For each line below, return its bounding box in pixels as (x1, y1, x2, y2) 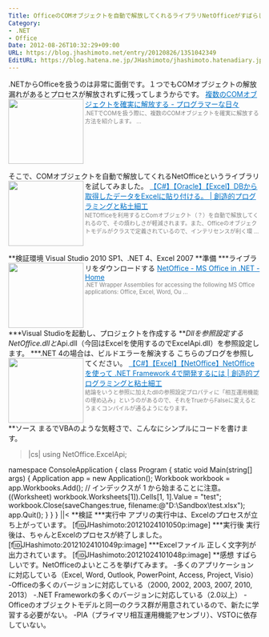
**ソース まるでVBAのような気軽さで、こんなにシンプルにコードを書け (8, 423, 242, 433)
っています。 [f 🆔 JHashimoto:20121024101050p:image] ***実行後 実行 (29, 519, 260, 529)
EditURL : (8, 57, 38, 65)
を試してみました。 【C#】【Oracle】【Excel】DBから (85, 181, 258, 190)
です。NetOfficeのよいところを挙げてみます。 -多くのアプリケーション (22, 559, 255, 569)
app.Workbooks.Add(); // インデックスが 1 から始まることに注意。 (8, 483, 226, 492)
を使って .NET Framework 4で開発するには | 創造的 (85, 368, 253, 378)
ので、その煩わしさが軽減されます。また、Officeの (95, 219, 230, 227)
